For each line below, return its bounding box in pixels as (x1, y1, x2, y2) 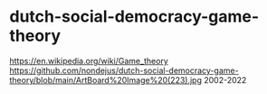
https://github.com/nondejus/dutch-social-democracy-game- (9, 65, 239, 76)
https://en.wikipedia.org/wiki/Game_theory (9, 55, 169, 66)
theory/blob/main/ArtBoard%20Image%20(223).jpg (9, 74, 202, 85)
